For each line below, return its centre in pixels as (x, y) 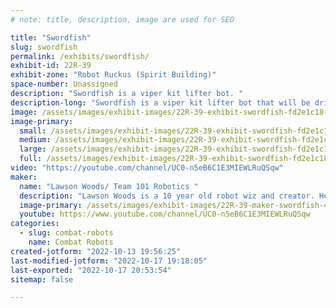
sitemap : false (42, 279)
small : (33, 131)
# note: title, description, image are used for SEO (122, 19)
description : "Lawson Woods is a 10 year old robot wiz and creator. (167, 196)
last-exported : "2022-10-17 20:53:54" (91, 270)
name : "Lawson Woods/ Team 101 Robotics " (109, 186)
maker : (24, 177)
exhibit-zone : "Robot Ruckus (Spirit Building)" (113, 75)
